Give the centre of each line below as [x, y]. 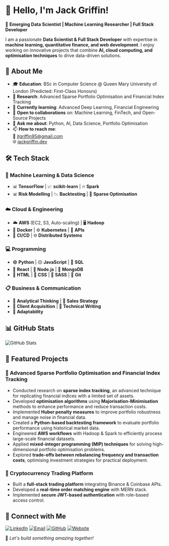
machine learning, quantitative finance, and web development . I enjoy [80, 44]
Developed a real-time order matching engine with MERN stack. [80, 489]
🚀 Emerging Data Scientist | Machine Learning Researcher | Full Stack [79, 24]
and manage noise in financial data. [49, 417]
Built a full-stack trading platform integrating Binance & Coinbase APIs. [87, 484]
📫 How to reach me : [34, 129]
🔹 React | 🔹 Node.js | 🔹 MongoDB [48, 269]
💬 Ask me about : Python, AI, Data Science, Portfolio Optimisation [80, 123]
